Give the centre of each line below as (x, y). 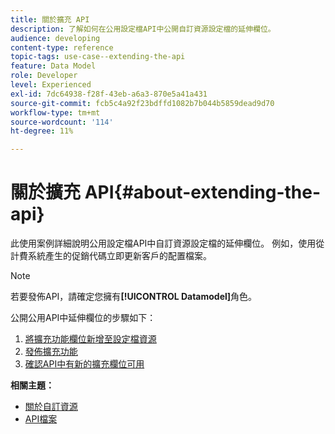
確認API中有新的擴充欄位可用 (84, 364)
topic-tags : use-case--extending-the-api (98, 57)
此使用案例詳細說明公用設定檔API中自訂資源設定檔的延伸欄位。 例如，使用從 (167, 243)
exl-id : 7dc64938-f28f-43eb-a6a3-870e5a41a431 (109, 94)
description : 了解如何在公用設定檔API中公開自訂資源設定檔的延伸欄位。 (143, 29)
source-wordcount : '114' (62, 122)
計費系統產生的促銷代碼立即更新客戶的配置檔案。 (111, 256)
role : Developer (44, 76)
